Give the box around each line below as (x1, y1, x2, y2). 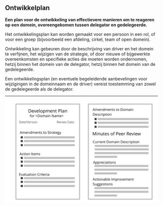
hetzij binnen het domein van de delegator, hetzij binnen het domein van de (5, 61, 156, 67)
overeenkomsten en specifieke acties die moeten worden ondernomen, (5, 56, 147, 62)
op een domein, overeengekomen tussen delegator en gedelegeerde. (5, 22, 147, 28)
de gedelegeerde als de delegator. (5, 86, 74, 92)
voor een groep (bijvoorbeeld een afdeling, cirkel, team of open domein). (5, 36, 151, 42)
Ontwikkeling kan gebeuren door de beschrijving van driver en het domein (5, 46, 154, 51)
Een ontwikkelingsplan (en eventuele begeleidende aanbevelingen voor (5, 76, 148, 81)
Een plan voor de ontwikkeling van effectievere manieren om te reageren (5, 16, 155, 22)
